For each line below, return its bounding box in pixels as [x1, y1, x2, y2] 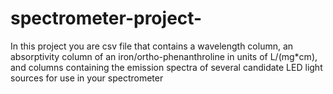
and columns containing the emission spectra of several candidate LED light [10, 61, 323, 73]
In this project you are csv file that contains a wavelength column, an [10, 40, 294, 52]
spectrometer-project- [10, 7, 203, 30]
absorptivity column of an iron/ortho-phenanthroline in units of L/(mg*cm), [10, 50, 318, 62]
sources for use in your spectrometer [10, 72, 164, 84]
